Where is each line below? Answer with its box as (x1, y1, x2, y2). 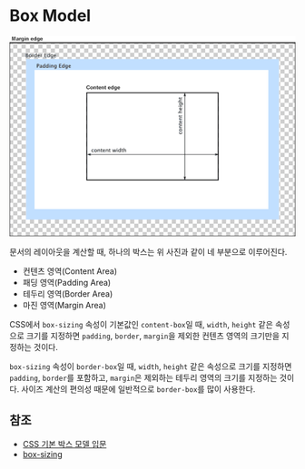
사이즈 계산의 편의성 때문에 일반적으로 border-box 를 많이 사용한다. (21, 384, 256, 395)
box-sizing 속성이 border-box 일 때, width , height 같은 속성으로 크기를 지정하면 (9, 361, 292, 372)
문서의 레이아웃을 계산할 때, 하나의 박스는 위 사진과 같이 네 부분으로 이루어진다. (9, 247, 288, 258)
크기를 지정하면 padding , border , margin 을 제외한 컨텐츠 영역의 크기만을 (25, 330, 280, 341)
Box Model (9, 5, 92, 26)
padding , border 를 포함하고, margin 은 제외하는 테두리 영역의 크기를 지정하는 (9, 373, 278, 384)
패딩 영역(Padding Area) (22, 278, 112, 288)
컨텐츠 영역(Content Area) (22, 266, 118, 277)
